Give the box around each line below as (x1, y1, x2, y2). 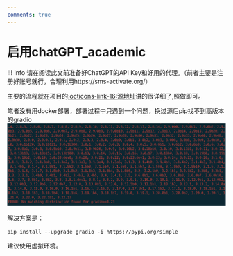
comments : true (7, 11, 51, 18)
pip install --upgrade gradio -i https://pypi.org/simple (7, 229, 178, 236)
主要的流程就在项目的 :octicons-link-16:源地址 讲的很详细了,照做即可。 (7, 92, 205, 100)
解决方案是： (7, 214, 44, 222)
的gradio (7, 115, 33, 123)
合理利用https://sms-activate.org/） (49, 77, 152, 85)
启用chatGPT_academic (7, 44, 146, 60)
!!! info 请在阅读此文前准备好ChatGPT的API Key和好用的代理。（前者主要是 (7, 68, 218, 76)
